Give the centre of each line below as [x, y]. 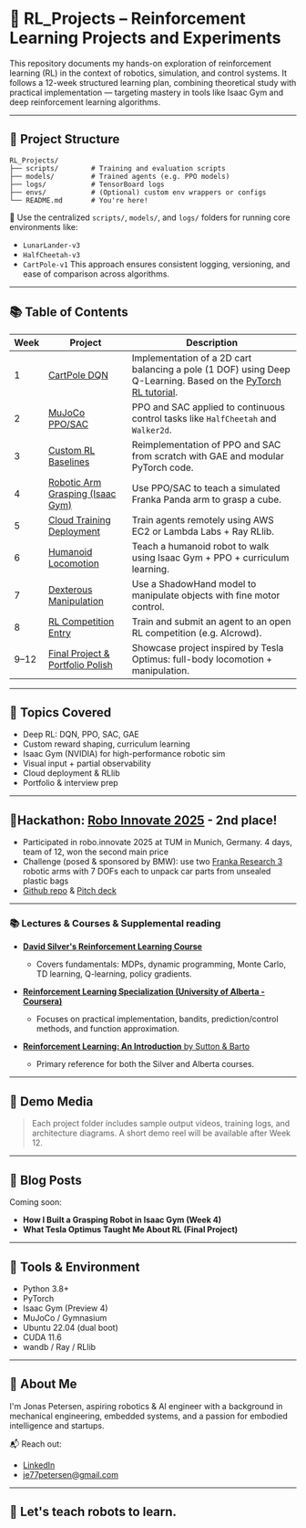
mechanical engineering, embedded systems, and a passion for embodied [149, 1416]
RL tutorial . [155, 392]
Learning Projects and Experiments [145, 38]
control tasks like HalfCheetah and [204, 418]
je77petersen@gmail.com [70, 1474]
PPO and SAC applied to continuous [208, 407]
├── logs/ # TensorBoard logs [87, 184]
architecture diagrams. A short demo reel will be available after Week [161, 1133]
